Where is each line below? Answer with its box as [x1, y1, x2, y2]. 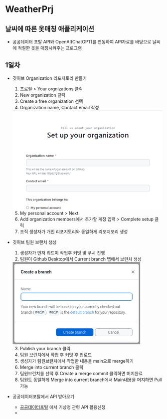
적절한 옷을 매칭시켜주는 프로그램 [17, 45, 82, 51]
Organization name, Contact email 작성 [19, 104, 99, 110]
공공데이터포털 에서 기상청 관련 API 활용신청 [19, 404, 106, 410]
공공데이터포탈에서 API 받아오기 [12, 393, 75, 400]
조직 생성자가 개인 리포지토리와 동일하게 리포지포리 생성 [19, 228, 128, 234]
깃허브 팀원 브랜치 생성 [12, 239, 57, 245]
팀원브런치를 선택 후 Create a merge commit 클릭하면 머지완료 [19, 370, 143, 376]
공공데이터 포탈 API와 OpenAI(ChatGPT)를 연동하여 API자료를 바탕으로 [12, 39, 152, 44]
